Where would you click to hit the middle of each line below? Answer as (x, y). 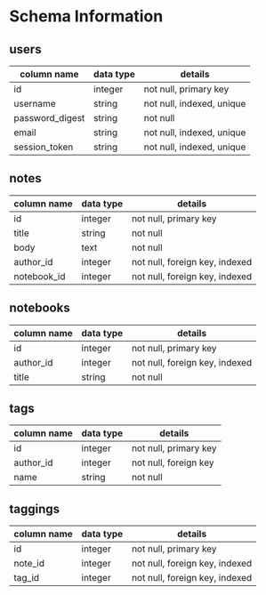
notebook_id (40, 276)
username (35, 104)
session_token (44, 147)
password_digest (49, 118)
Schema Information (86, 16)
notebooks (40, 308)
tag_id (27, 578)
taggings (35, 509)
